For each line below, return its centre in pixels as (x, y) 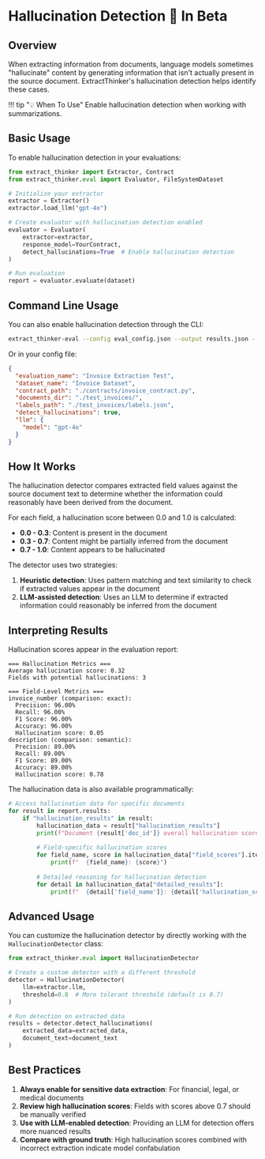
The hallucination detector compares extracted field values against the (123, 486)
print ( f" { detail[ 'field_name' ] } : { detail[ (125, 892)
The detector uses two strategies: (63, 565)
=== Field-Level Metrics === (56, 692)
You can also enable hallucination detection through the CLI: (106, 324)
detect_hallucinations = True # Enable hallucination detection (129, 252)
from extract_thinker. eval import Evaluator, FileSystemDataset (116, 179)
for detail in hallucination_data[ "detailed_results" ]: (130, 884)
